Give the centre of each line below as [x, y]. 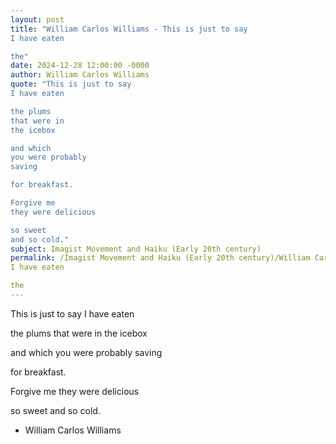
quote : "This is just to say [71, 84]
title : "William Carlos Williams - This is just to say [129, 29]
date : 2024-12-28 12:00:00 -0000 [80, 66]
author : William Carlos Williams [80, 75]
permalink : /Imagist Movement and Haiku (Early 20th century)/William [160, 258]
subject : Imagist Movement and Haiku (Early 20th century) [136, 249]
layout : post [37, 19]
